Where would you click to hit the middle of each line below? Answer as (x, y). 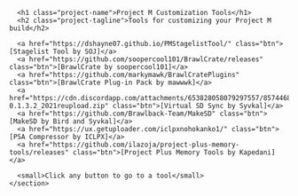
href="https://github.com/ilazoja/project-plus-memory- (134, 145)
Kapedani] (257, 153)
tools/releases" (39, 153)
